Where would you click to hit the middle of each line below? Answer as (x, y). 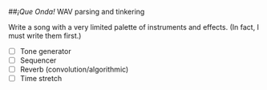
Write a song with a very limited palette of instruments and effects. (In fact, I (133, 27)
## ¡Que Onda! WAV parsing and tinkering (77, 12)
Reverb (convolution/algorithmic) (74, 70)
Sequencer (38, 60)
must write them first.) (45, 36)
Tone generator (45, 51)
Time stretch (41, 79)
